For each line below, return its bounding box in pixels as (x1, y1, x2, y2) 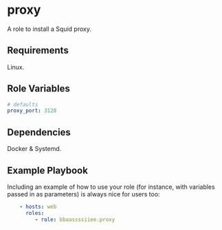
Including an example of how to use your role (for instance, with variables (7, 183, 215, 191)
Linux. (7, 62, 25, 71)
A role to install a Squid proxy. (7, 25, 91, 33)
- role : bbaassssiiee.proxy (34, 216, 115, 223)
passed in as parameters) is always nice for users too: (7, 189, 160, 198)
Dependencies (7, 126, 71, 138)
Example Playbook (7, 164, 88, 176)
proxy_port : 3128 (7, 107, 57, 115)
